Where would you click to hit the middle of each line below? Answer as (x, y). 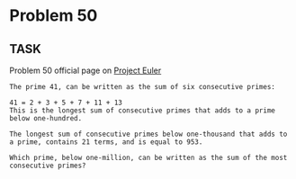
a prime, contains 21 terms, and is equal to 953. (106, 142)
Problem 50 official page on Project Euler (85, 70)
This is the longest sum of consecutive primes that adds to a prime (143, 111)
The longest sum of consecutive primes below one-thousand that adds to (148, 134)
